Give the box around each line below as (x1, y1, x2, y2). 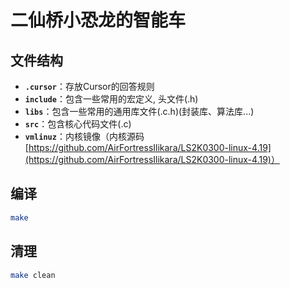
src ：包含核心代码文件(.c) (24, 118, 132, 130)
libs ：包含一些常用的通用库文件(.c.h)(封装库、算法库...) (24, 106, 255, 117)
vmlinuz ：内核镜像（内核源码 (24, 131, 145, 142)
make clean (10, 270, 56, 280)
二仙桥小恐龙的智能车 (10, 9, 187, 32)
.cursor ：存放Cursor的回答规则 (24, 81, 155, 92)
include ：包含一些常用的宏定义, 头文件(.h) (24, 93, 199, 105)
